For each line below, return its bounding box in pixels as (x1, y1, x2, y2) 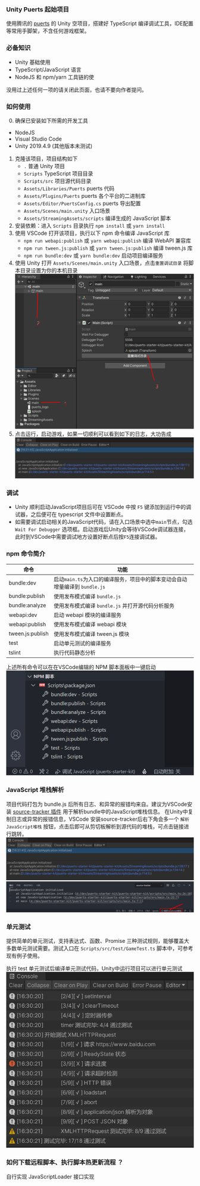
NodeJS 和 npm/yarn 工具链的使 (14, 73, 94, 80)
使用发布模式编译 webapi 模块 (53, 621, 127, 628)
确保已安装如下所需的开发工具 (14, 117, 88, 124)
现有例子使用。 (6, 952, 43, 960)
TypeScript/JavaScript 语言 (14, 66, 82, 73)
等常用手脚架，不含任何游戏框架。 (6, 27, 90, 35)
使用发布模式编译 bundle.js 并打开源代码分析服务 (53, 602, 174, 609)
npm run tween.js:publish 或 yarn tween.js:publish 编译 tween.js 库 (23, 244, 193, 252)
